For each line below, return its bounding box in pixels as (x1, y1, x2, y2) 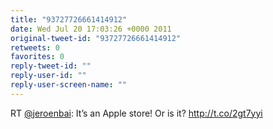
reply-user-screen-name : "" (10, 80, 128, 90)
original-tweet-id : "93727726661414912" (10, 33, 182, 43)
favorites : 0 (10, 52, 65, 62)
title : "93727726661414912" (10, 14, 128, 25)
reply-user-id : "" (10, 71, 87, 81)
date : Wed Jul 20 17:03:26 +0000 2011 (10, 24, 172, 34)
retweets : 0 (10, 42, 60, 53)
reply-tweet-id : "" (10, 61, 92, 71)
